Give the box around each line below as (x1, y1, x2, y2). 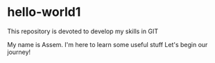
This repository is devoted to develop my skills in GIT (7, 27, 158, 35)
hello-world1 (7, 4, 81, 20)
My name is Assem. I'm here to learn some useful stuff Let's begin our (7, 40, 208, 48)
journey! (7, 48, 31, 56)
